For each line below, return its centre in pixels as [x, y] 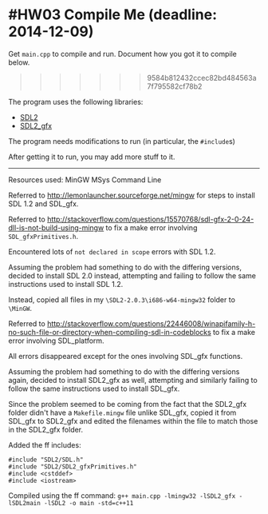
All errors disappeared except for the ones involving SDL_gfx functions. [126, 356]
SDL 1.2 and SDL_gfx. [43, 203]
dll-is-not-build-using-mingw [56, 227]
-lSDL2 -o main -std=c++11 [89, 503]
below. [19, 62]
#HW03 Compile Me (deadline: [113, 15]
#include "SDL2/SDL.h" [46, 460]
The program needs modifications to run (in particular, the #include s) [122, 141]
